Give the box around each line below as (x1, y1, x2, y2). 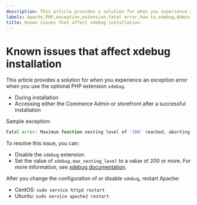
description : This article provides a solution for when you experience (6, 8, 188, 15)
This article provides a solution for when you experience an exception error (6, 77, 188, 84)
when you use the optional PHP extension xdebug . (6, 83, 126, 90)
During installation (14, 94, 59, 101)
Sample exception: (6, 118, 51, 125)
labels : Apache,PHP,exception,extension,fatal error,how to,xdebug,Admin (6, 14, 191, 20)
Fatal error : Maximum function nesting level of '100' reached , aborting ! (6, 129, 193, 135)
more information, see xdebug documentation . (14, 163, 127, 170)
